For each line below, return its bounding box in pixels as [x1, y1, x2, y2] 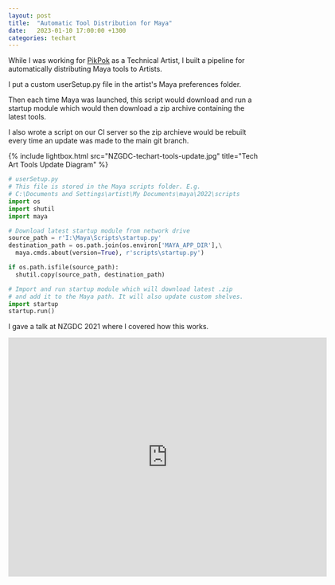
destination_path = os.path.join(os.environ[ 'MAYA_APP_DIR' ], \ [8, 241, 223, 249]
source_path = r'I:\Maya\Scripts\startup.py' [8, 234, 162, 242]
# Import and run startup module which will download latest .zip [8, 285, 233, 293]
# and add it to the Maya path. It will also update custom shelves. [8, 292, 244, 300]
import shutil [8, 205, 56, 213]
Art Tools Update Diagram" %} [8, 160, 109, 170]
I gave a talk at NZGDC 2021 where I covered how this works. [8, 322, 209, 332]
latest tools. [8, 112, 46, 122]
